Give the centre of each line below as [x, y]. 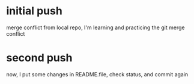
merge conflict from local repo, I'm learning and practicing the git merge [95, 27]
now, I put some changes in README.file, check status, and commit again [97, 74]
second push [39, 58]
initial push [35, 11]
